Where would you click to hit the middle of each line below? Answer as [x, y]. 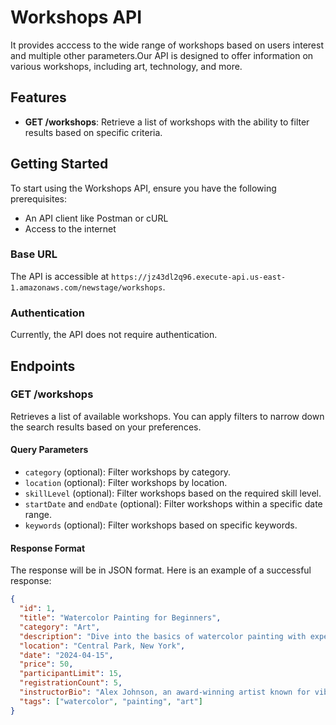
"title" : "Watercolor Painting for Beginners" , [120, 618]
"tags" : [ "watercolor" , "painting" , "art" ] [111, 701]
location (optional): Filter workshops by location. [126, 483]
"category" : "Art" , [60, 627]
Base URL [34, 254]
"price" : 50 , [46, 664]
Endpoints [43, 366]
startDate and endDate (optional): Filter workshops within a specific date [173, 504]
